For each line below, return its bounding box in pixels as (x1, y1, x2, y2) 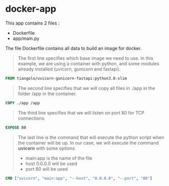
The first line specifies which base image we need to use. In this (17, 55, 154, 61)
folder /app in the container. (17, 90, 77, 97)
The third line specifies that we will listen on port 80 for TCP (17, 109, 144, 115)
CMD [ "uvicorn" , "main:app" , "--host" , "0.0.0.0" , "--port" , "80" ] (5, 176, 153, 181)
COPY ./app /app (5, 100, 40, 105)
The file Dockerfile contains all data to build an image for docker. (5, 45, 142, 51)
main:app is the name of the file (25, 155, 93, 161)
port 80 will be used (25, 166, 68, 172)
